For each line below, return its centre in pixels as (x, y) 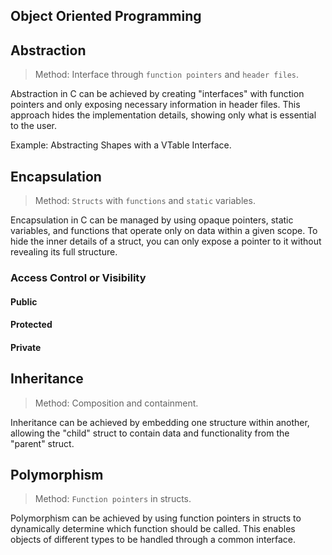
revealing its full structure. (64, 252)
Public (24, 301)
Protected (31, 325)
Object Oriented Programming (106, 16)
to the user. (33, 126)
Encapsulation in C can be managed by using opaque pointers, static (152, 220)
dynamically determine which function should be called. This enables (153, 529)
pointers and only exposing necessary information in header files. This (155, 105)
